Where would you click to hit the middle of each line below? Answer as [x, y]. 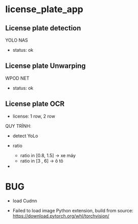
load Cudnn [25, 201]
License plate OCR [35, 104]
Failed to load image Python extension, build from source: [73, 210]
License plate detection [43, 28]
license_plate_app [44, 9]
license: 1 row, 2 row [34, 116]
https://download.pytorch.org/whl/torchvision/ [61, 216]
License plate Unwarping [46, 66]
